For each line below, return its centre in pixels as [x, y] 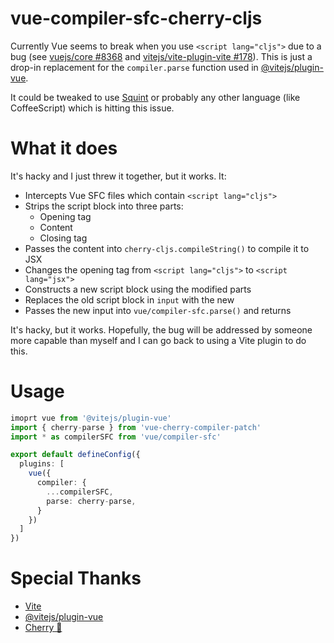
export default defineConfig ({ [75, 455]
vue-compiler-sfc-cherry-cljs [136, 18]
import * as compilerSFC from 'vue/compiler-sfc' [116, 437]
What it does [64, 148]
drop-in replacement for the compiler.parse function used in [134, 67]
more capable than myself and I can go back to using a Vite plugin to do [158, 340]
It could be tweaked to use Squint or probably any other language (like [155, 97]
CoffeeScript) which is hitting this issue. [92, 108]
